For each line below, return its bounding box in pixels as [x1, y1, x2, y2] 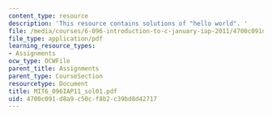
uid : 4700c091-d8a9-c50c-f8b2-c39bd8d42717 [8, 95, 158, 103]
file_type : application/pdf [8, 34, 104, 43]
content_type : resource [8, 11, 89, 20]
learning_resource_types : [8, 42, 96, 50]
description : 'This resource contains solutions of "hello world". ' [8, 19, 249, 28]
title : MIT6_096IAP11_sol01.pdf [8, 87, 117, 96]
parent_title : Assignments [8, 65, 100, 73]
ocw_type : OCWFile [8, 57, 70, 66]
